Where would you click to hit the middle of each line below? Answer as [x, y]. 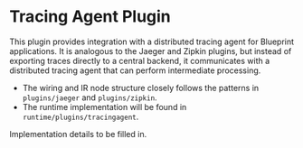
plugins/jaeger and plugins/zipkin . [90, 97]
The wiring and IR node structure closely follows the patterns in [141, 88]
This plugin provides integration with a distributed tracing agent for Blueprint [152, 42]
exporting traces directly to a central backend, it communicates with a [140, 60]
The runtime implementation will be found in [104, 106]
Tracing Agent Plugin [90, 17]
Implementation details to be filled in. [78, 134]
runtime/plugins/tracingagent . [80, 116]
